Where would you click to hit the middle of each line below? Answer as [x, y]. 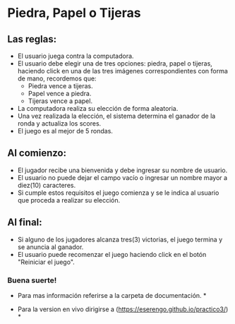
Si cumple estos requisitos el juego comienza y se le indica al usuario [118, 193]
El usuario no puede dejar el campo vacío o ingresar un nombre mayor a [122, 177]
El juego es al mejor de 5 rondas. [65, 131]
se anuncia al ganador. [50, 247]
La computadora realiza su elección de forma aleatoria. [98, 108]
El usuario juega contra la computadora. [76, 56]
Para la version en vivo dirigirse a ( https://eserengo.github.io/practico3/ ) [123, 309]
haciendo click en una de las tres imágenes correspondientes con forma [122, 71]
